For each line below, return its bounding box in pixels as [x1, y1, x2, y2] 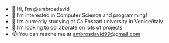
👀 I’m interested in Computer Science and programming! [11, 12, 147, 19]
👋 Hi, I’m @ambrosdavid [11, 6, 70, 12]
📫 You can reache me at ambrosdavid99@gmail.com [11, 31, 141, 37]
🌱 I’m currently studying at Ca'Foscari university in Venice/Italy [11, 18, 163, 24]
